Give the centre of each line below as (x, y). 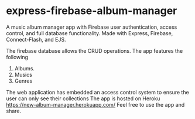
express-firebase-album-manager (92, 11)
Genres (23, 81)
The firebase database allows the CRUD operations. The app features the (95, 50)
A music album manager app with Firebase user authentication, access (92, 27)
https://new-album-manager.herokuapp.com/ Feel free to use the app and (95, 104)
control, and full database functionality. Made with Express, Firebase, (90, 33)
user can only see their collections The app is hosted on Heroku (83, 98)
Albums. (25, 68)
